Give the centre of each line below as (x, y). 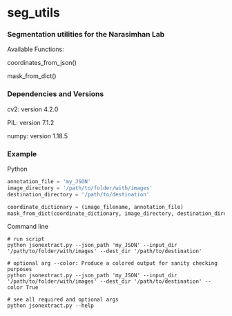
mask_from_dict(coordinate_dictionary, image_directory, (91, 213)
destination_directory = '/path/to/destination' (78, 194)
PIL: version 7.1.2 (31, 122)
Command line (28, 227)
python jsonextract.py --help (51, 306)
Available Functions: (36, 49)
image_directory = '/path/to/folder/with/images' (80, 188)
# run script (26, 239)
